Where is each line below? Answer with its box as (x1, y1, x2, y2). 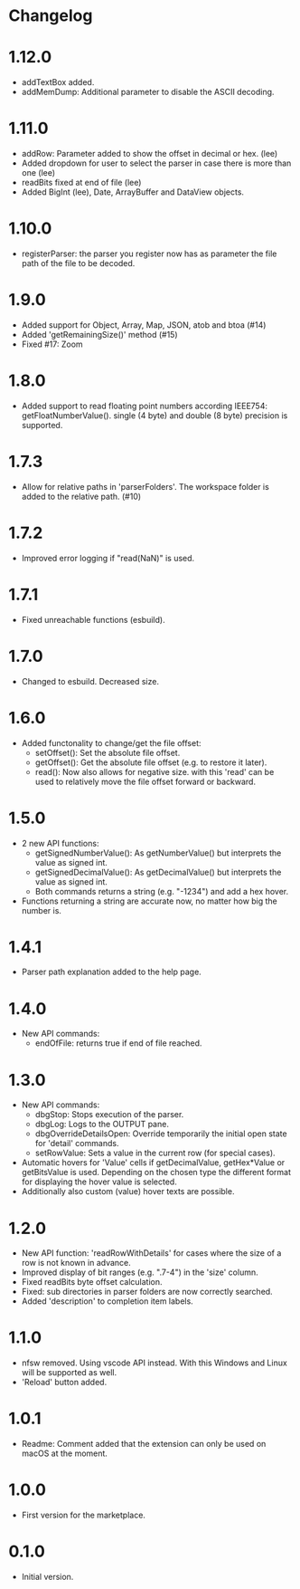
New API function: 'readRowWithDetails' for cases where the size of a (21, 1248, 282, 1259)
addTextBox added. (21, 77, 95, 88)
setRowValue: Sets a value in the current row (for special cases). (34, 1147, 277, 1159)
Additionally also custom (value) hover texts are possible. (21, 1186, 235, 1197)
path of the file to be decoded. (21, 258, 136, 268)
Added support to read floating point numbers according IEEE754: (21, 400, 268, 411)
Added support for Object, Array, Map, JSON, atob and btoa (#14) (21, 319, 267, 330)
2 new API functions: (21, 838, 99, 848)
